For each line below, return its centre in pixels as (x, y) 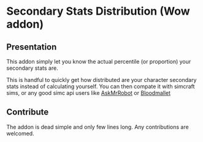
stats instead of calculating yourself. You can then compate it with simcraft (101, 86)
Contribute (28, 112)
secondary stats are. (32, 68)
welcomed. (21, 133)
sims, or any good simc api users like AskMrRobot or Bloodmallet (88, 93)
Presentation (32, 47)
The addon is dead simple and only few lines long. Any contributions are (98, 127)
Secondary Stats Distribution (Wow (98, 11)
